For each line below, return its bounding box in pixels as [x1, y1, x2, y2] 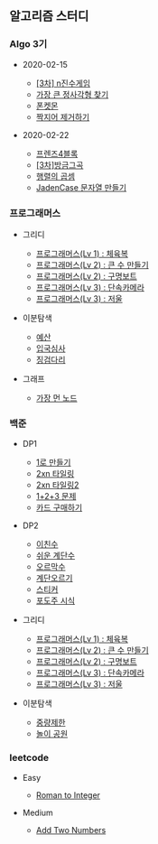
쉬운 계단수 [35, 550, 75, 561]
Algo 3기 [9, 38, 48, 51]
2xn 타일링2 [35, 479, 79, 490]
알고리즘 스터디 [9, 8, 89, 24]
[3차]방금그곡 [35, 159, 84, 170]
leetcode [9, 752, 50, 765]
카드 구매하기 [35, 502, 83, 513]
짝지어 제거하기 [35, 111, 90, 122]
